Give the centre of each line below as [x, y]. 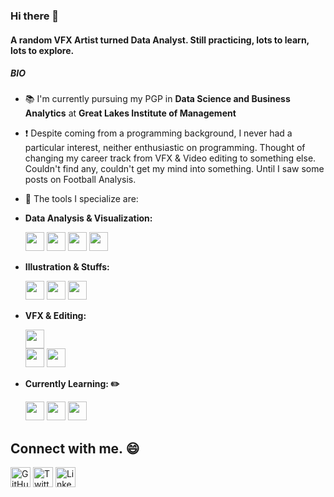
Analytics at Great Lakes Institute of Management [130, 113]
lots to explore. [42, 50]
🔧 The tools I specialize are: [81, 199]
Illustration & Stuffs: [67, 267]
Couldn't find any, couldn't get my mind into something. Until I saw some [174, 169]
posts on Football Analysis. [80, 180]
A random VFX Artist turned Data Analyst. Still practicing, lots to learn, [160, 40]
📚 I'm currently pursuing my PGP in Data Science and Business [157, 99]
